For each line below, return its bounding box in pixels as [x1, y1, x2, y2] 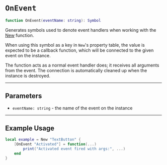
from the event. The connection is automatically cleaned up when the [5, 67, 148, 73]
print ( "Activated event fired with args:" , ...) [23, 147, 126, 152]
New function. [5, 32, 34, 38]
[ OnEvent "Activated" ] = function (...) [14, 142, 97, 147]
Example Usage [5, 124, 55, 133]
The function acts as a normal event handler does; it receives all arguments [5, 62, 160, 68]
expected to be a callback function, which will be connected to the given [5, 47, 154, 53]
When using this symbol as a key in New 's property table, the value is [5, 42, 145, 48]
